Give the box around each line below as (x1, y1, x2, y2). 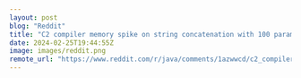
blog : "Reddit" (9, 22, 66, 30)
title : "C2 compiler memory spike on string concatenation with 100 (9, 30, 271, 39)
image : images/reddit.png (9, 47, 106, 56)
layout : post (9, 13, 58, 22)
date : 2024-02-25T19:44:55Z (9, 38, 115, 48)
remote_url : (9, 55, 54, 64)
